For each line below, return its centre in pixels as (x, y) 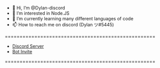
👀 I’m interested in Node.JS (41, 13)
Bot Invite (22, 52)
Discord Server (28, 46)
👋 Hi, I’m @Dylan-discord (38, 8)
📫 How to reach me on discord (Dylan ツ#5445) (63, 25)
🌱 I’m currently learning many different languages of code (73, 19)
